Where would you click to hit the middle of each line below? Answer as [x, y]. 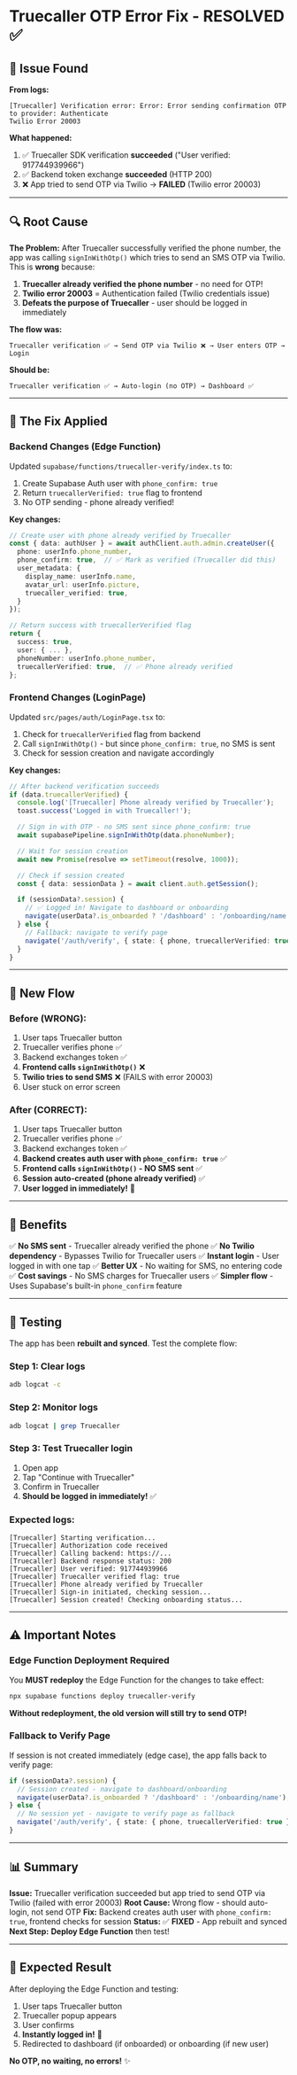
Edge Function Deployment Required [89, 1660]
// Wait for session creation [72, 851]
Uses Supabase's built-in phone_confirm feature [96, 1286]
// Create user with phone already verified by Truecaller [120, 535]
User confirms [48, 2024]
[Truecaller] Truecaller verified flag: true [94, 1576]
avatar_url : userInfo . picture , [83, 585]
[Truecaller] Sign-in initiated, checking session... [110, 1592]
